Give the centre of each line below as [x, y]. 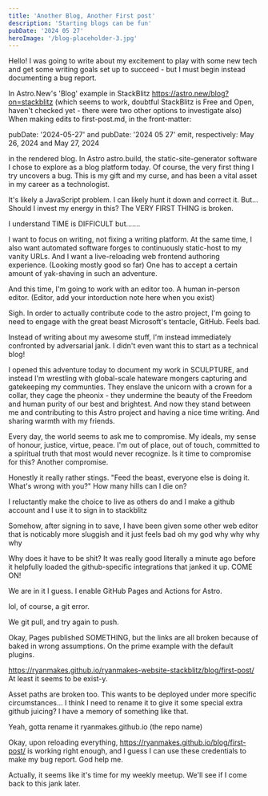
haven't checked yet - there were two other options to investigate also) [125, 111]
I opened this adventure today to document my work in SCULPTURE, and [129, 370]
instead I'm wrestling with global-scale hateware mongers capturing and [128, 379]
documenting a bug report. [53, 78]
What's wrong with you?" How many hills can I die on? [98, 486]
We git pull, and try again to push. [64, 622]
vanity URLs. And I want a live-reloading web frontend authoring [114, 257]
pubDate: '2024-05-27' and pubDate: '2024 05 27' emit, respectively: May [131, 135]
